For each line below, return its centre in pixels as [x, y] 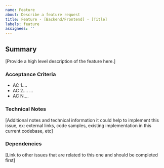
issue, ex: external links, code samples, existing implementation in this [78, 125]
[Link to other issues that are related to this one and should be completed [82, 155]
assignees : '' [20, 29]
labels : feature [22, 24]
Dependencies [24, 144]
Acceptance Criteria [31, 74]
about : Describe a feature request [43, 15]
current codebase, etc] [29, 131]
